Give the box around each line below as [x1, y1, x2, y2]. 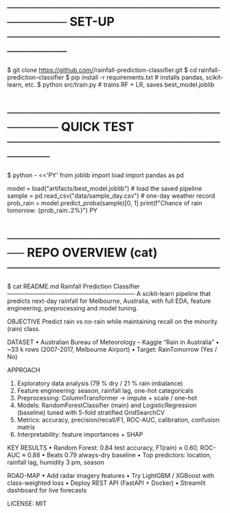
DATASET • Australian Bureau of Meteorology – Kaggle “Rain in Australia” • [7, 338, 220, 346]
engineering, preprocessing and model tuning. [7, 304, 139, 312]
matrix [16, 422, 36, 431]
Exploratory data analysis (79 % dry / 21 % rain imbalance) [16, 379, 183, 387]
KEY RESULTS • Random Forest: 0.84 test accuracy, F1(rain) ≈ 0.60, [7, 443, 199, 452]
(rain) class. [7, 324, 41, 332]
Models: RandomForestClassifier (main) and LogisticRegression [16, 401, 197, 409]
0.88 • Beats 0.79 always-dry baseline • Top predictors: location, [27, 451, 211, 459]
